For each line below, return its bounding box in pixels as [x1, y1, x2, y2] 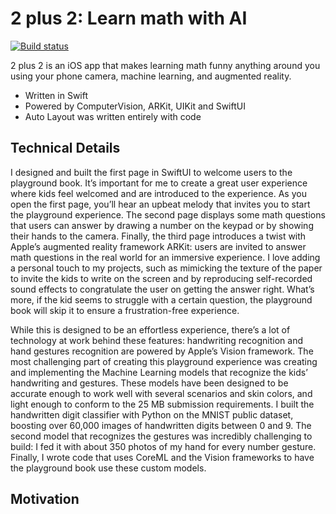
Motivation [10, 491, 80, 508]
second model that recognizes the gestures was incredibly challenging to [10, 430, 313, 442]
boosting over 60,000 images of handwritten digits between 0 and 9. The [10, 419, 312, 431]
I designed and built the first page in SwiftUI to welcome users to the [10, 166, 293, 178]
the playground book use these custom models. [10, 462, 207, 474]
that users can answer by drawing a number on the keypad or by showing [10, 219, 314, 231]
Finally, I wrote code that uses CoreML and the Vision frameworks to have [10, 451, 315, 463]
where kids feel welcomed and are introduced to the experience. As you [10, 187, 307, 199]
